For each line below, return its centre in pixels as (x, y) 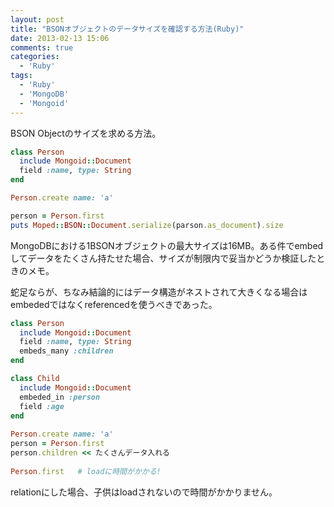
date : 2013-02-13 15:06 (60, 38)
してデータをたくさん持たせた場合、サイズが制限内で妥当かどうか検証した (163, 258)
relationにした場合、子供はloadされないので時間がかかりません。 (144, 492)
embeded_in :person (60, 397)
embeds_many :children (66, 351)
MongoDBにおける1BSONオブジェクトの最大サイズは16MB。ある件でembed (167, 245)
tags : (21, 76)
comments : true (42, 47)
